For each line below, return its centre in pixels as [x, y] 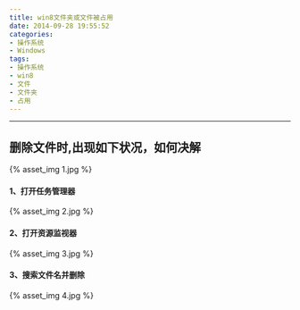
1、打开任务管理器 [42, 191]
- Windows [28, 51]
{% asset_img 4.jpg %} [51, 295]
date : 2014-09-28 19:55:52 [59, 26]
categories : [31, 34]
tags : [19, 59]
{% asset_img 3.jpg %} [51, 253]
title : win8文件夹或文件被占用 [61, 17]
